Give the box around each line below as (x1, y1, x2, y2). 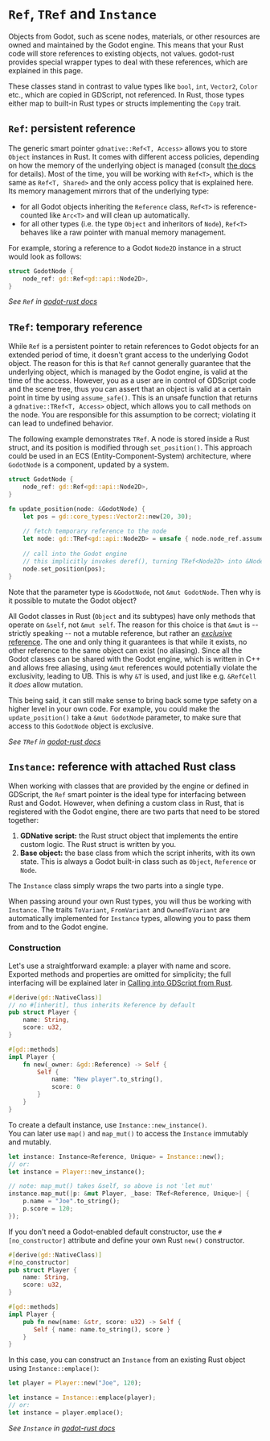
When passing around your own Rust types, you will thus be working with (8, 896, 252, 907)
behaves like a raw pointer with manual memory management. (19, 227, 227, 237)
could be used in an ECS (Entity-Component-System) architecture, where (8, 451, 252, 461)
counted (19, 210, 48, 220)
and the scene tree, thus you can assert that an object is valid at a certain (8, 384, 252, 394)
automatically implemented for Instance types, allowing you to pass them (8, 914, 251, 924)
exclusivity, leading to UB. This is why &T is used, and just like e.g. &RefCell (8, 671, 257, 681)
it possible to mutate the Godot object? (8, 596, 137, 605)
